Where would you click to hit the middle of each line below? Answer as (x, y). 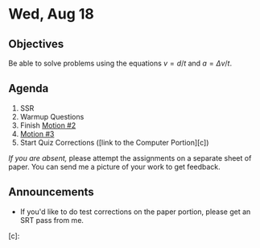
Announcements (51, 192)
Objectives (36, 44)
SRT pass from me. (52, 220)
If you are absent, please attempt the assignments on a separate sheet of (130, 158)
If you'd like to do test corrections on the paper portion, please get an (135, 212)
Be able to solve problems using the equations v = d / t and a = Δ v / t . (120, 63)
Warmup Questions (52, 116)
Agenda (29, 88)
